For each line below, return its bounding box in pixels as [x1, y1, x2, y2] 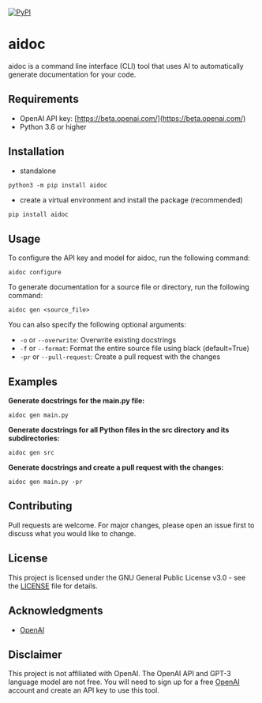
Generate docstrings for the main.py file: [8, 396, 145, 406]
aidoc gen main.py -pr [8, 478, 83, 486]
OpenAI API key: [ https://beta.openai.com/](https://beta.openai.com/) [19, 113, 246, 123]
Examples [8, 375, 58, 388]
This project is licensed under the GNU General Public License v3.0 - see [8, 573, 246, 582]
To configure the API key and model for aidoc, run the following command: [8, 253, 250, 263]
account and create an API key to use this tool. [8, 686, 159, 695]
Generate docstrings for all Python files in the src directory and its [8, 425, 230, 435]
